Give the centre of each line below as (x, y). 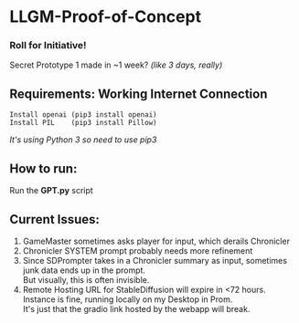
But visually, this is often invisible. (86, 279)
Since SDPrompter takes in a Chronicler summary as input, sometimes (155, 260)
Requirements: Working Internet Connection (139, 94)
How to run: (43, 168)
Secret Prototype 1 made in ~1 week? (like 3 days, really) (116, 65)
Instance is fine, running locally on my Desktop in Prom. (128, 299)
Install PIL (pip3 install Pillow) (83, 123)
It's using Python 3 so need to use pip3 (83, 140)
